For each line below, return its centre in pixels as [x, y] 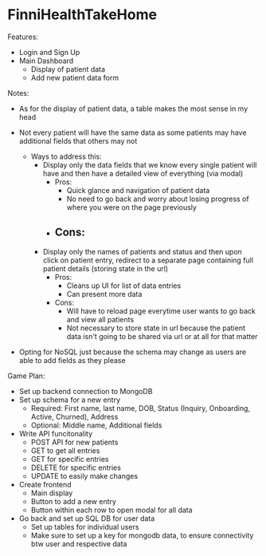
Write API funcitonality [56, 433]
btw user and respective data [79, 543]
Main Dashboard [46, 61]
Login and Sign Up [49, 52]
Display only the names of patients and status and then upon [142, 251]
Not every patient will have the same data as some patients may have [133, 132]
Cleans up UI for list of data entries [124, 286]
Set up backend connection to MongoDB [86, 391]
